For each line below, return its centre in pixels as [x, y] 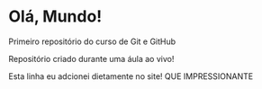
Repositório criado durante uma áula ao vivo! [91, 58]
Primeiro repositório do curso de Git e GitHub [92, 41]
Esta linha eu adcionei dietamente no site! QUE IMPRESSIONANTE [131, 76]
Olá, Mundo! [55, 17]
